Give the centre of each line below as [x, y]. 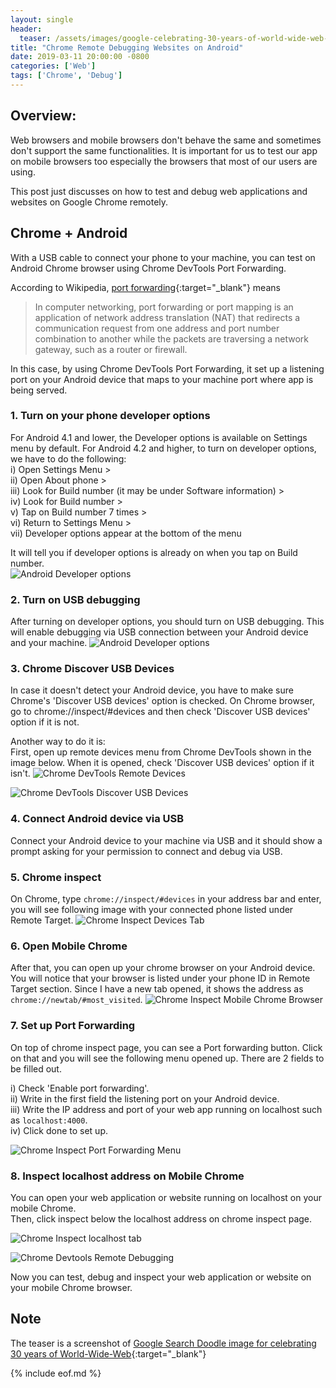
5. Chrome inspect [56, 877]
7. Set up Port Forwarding [73, 1026]
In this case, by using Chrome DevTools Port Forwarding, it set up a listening [167, 368]
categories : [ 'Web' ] [53, 66]
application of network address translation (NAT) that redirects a [167, 317]
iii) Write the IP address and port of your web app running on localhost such [166, 1109]
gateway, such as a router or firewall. [111, 349]
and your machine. [49, 643]
